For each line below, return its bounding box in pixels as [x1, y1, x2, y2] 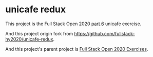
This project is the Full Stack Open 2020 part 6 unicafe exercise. [5, 21, 142, 27]
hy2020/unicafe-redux [5, 36, 53, 42]
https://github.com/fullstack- [74, 30, 135, 36]
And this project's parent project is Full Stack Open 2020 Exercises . [5, 46, 148, 52]
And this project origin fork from [5, 30, 73, 36]
